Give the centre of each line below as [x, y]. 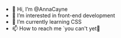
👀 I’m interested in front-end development [63, 15]
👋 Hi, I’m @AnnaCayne [40, 9]
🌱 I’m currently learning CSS [47, 22]
